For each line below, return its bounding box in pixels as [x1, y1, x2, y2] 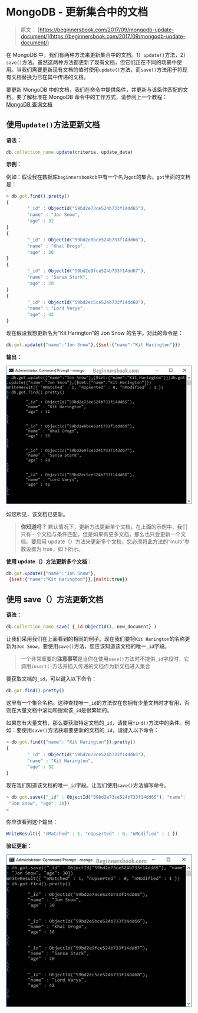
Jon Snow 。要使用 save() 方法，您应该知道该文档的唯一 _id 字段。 [16, 643, 170, 650]
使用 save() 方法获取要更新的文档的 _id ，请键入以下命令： [21, 726, 159, 734]
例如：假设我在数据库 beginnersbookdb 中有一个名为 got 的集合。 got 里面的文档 [6, 173, 191, 180]
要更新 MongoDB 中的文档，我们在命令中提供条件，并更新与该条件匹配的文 [6, 86, 189, 93]
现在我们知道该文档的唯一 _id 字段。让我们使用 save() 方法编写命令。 [6, 782, 170, 789]
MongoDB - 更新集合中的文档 [6, 5, 148, 19]
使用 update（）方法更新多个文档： [6, 557, 93, 565]
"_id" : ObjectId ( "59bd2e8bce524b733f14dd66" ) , [27, 237, 146, 243]
